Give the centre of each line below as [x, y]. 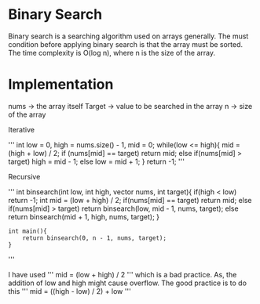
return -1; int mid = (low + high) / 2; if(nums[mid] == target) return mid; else [130, 200]
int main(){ [27, 231]
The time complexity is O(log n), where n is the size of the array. [112, 52]
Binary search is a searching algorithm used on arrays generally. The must [128, 36]
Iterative [22, 129]
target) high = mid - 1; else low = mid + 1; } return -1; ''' [96, 161]
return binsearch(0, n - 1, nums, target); [95, 238]
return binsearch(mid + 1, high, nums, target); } [84, 216]
